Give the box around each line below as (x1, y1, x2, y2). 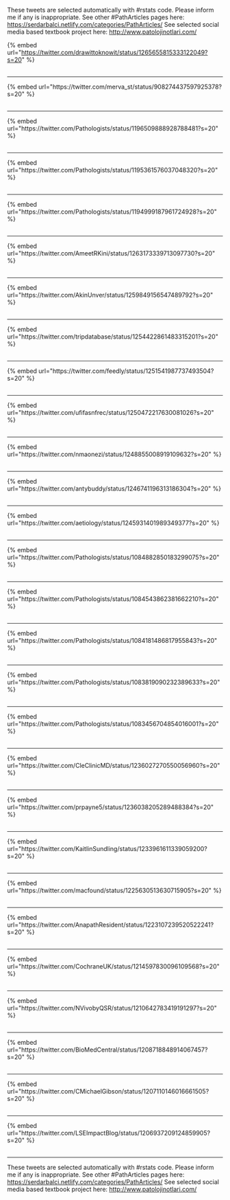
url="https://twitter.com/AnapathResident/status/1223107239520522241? (7, 920, 214, 929)
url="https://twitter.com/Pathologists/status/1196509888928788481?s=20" (7, 124, 219, 133)
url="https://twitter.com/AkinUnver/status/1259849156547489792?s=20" (7, 291, 214, 299)
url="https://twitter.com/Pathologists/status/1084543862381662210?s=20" (7, 595, 219, 603)
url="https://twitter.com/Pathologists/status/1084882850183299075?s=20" (7, 553, 220, 561)
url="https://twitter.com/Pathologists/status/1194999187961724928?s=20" (7, 207, 217, 216)
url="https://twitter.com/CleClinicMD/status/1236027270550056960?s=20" (7, 762, 220, 769)
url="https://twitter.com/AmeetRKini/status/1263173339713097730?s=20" (7, 249, 216, 257)
